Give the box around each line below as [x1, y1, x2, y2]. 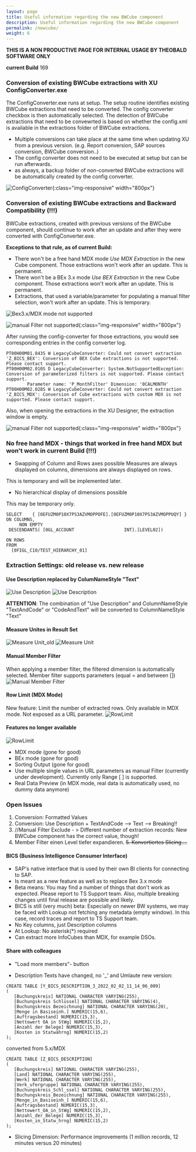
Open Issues [6, 800, 43, 809]
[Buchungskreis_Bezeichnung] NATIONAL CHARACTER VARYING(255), [13, 1092, 171, 1098]
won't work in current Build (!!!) [6, 447, 97, 455]
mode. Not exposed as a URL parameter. [6, 711, 104, 718]
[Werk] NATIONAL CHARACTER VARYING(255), [13, 1076, 116, 1083]
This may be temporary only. [6, 500, 75, 508]
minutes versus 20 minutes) [14, 1139, 82, 1146]
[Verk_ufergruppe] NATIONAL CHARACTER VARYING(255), [13, 1082, 145, 1087]
